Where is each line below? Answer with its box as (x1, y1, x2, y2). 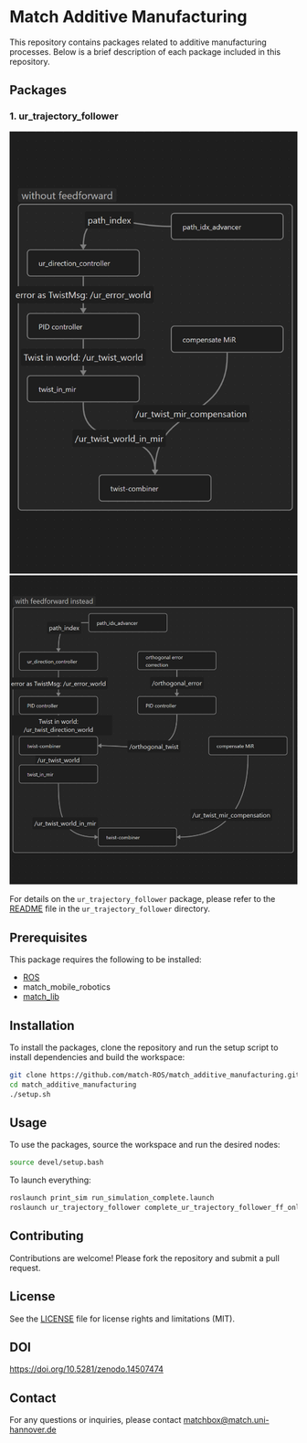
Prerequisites (9, 929, 88, 945)
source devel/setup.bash (9, 1158, 104, 1167)
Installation (9, 1017, 75, 1034)
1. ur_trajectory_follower (9, 110, 119, 122)
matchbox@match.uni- (183, 1415, 270, 1426)
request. (9, 1262, 41, 1273)
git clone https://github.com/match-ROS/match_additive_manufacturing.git (9, 1070, 301, 1079)
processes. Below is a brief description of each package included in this (9, 46, 281, 57)
